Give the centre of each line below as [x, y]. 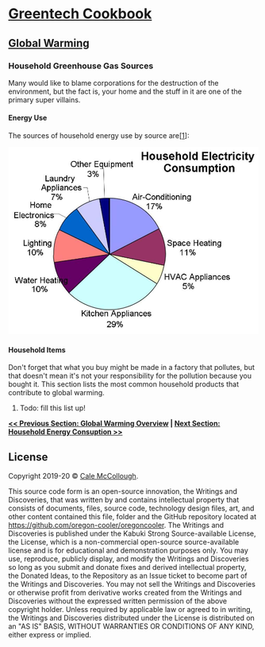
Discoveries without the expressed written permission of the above [118, 601]
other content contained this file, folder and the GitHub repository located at [132, 517]
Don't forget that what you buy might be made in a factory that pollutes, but [132, 368]
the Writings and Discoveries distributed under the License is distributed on [132, 618]
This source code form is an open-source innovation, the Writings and [123, 491]
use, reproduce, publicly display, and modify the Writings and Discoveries [129, 559]
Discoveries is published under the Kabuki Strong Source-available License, [132, 533]
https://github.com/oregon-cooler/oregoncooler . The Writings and [116, 526]
